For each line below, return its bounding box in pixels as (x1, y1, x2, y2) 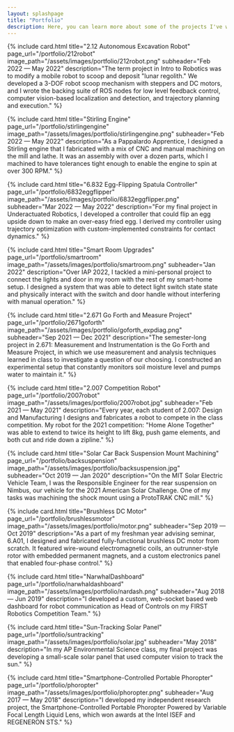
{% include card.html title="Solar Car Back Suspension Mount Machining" (7, 449, 219, 457)
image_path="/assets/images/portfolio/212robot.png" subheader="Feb (7, 57, 211, 66)
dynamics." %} (7, 232, 50, 241)
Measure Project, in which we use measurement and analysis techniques (7, 348, 217, 356)
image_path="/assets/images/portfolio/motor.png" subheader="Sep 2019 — (7, 522, 226, 531)
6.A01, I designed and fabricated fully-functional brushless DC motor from (7, 537, 219, 545)
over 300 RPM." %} (7, 167, 63, 175)
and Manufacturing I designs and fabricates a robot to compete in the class (7, 413, 224, 422)
